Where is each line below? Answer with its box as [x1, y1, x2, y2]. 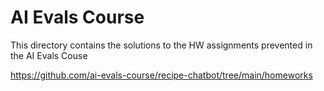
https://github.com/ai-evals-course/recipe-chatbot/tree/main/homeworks [10, 69, 313, 81]
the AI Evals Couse [10, 49, 88, 61]
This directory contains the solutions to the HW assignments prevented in [10, 39, 313, 51]
